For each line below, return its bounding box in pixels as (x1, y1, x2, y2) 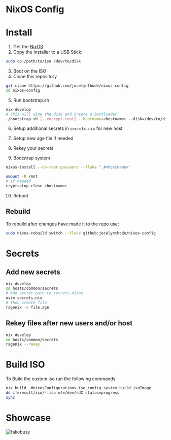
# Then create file (6, 300, 47, 306)
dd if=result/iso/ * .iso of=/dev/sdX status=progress (6, 390, 120, 395)
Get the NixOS (13, 44, 44, 50)
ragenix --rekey (6, 342, 40, 347)
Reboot (13, 192, 28, 198)
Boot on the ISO (13, 68, 47, 74)
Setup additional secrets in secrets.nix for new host (13, 125, 123, 131)
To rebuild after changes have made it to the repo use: (6, 221, 119, 227)
